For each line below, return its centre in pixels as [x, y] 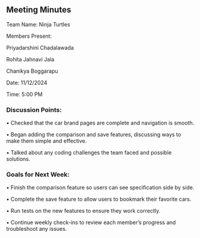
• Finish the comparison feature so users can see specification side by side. [100, 188]
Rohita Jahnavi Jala [30, 59]
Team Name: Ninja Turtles [38, 24]
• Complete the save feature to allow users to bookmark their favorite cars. [99, 199]
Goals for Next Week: [38, 175]
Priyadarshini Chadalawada [40, 47]
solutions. [18, 159]
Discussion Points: [34, 109]
